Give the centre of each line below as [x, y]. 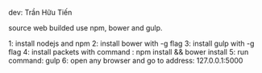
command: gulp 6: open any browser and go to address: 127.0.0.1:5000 [126, 61]
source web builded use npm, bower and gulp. [85, 28]
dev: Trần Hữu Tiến [40, 12]
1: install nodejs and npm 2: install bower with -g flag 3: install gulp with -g [131, 43]
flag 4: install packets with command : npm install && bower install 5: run [129, 52]
